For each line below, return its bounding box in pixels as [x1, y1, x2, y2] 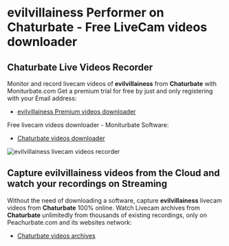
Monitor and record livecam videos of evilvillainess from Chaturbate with [7, 80, 217, 87]
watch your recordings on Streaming [7, 178, 167, 190]
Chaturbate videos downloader [17, 134, 105, 142]
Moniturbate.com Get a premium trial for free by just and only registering [7, 87, 213, 95]
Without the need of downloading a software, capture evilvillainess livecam [7, 196, 222, 204]
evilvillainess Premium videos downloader [17, 108, 136, 115]
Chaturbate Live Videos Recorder [7, 61, 153, 73]
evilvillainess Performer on [7, 5, 164, 21]
